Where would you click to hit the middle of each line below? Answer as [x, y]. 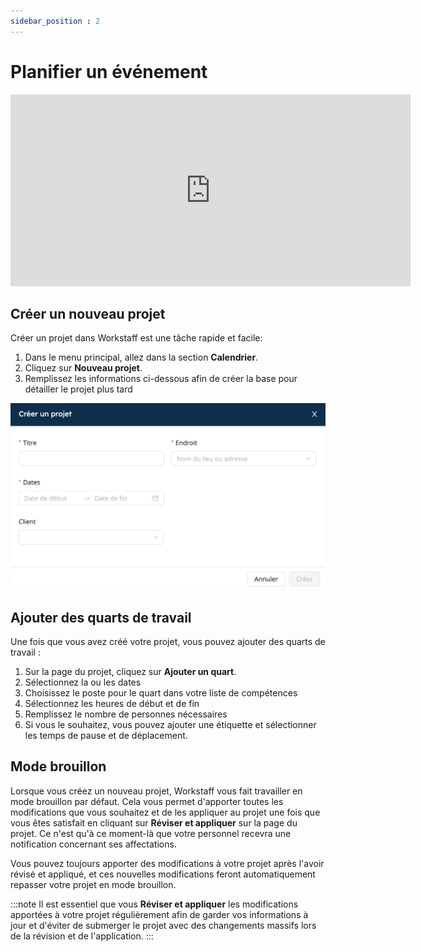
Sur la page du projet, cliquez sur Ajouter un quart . [130, 671]
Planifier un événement [109, 71]
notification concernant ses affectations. [93, 844]
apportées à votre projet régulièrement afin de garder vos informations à [159, 914]
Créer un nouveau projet [88, 313]
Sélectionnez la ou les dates [83, 682]
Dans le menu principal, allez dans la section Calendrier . [141, 357]
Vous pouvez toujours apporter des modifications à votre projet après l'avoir [167, 863]
